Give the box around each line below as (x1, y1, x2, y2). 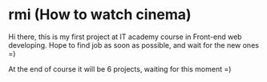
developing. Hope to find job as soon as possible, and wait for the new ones (8, 40, 259, 49)
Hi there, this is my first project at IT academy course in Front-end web (8, 32, 242, 41)
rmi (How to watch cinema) (8, 6, 192, 24)
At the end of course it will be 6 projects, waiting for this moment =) (8, 64, 232, 73)
